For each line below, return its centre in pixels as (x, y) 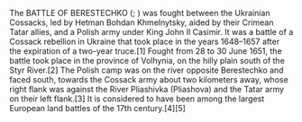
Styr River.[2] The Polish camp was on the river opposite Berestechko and (146, 70)
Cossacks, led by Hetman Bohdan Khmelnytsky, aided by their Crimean (142, 22)
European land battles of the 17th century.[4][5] (98, 108)
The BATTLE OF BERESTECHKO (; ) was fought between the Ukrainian (140, 13)
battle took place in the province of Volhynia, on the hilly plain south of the (147, 61)
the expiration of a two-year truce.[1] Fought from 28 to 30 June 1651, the (146, 51)
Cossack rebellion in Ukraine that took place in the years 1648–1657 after (145, 41)
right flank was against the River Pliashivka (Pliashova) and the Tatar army (147, 89)
